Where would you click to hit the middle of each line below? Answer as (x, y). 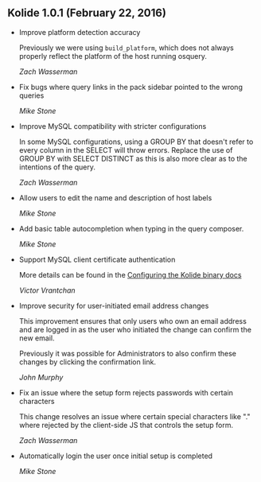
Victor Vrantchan (47, 290)
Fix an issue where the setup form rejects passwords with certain (126, 392)
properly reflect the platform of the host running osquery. (113, 56)
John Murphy (41, 377)
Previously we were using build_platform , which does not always (126, 48)
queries (31, 95)
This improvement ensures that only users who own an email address (133, 321)
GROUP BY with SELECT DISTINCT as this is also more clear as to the (133, 158)
